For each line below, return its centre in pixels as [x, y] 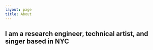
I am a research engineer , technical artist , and [77, 34]
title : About [18, 14]
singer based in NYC [37, 41]
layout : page [18, 9]
